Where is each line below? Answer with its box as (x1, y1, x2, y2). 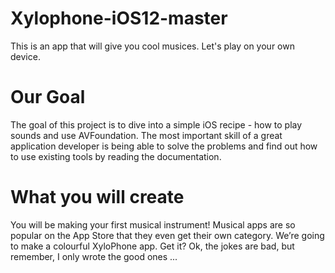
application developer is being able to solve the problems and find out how (10, 140, 318, 152)
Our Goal (10, 86, 86, 109)
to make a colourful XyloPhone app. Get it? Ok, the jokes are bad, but (10, 240, 295, 252)
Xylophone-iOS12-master (10, 7, 228, 30)
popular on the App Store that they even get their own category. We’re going (10, 229, 325, 241)
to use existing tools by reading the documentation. (10, 150, 222, 162)
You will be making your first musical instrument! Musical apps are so (10, 218, 296, 231)
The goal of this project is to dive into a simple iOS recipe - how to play (10, 118, 303, 131)
